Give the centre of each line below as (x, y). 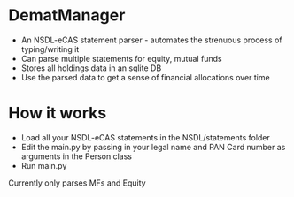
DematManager (67, 15)
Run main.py (44, 165)
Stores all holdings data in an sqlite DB (91, 68)
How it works (58, 114)
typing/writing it (50, 49)
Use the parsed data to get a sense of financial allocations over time (146, 77)
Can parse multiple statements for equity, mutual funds (121, 58)
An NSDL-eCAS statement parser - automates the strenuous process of (151, 40)
